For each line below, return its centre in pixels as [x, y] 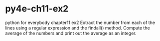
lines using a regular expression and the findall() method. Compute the [78, 27]
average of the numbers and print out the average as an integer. [71, 33]
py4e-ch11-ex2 [37, 9]
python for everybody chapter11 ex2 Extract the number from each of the [80, 22]
